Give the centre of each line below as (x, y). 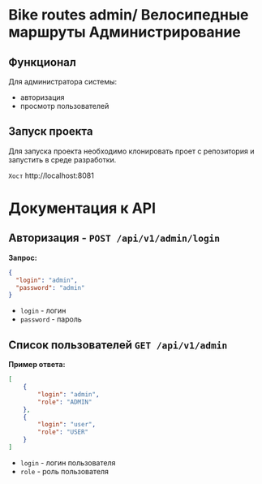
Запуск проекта (51, 132)
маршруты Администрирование (125, 32)
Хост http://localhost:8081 (52, 175)
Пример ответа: (37, 365)
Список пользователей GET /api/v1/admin (118, 345)
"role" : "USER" (63, 432)
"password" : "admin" (50, 287)
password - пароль (51, 319)
